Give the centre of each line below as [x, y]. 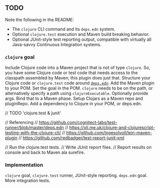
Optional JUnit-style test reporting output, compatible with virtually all [82, 39]
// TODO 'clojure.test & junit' [33, 113]
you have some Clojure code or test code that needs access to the [72, 73]
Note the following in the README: [40, 19]
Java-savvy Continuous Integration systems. [57, 44]
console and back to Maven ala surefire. [45, 153]
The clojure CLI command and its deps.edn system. [64, 29]
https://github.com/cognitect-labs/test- [78, 123]
